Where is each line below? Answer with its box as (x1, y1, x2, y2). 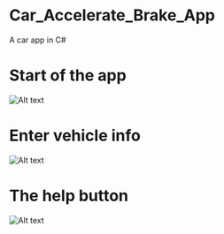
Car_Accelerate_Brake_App (9, 5, 215, 26)
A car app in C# (9, 34, 66, 45)
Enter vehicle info (9, 125, 142, 146)
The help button (9, 186, 129, 206)
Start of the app (9, 65, 127, 86)
